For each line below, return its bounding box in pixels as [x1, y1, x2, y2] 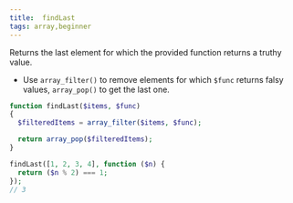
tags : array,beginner [9, 22, 92, 31]
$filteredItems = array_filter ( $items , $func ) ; [17, 118, 203, 127]
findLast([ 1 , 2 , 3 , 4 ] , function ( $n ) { [9, 159, 166, 168]
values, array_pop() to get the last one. [22, 84, 171, 95]
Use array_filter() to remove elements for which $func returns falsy [22, 74, 285, 85]
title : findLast [9, 13, 76, 23]
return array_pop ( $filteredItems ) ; [17, 135, 153, 144]
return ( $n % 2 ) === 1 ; [17, 167, 108, 178]
